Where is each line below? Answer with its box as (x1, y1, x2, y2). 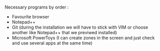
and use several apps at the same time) (11, 40, 93, 46)
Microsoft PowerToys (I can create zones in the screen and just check (11, 35, 155, 41)
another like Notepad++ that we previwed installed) (11, 30, 117, 35)
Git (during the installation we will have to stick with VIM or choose (11, 24, 149, 30)
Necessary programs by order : (4, 4, 69, 10)
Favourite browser (11, 14, 50, 19)
